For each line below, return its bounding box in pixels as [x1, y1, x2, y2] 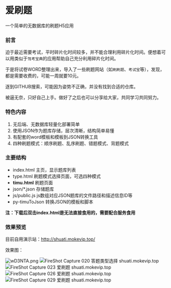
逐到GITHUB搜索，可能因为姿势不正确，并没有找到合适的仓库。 [5, 84, 138, 90]
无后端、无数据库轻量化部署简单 [12, 121, 80, 127]
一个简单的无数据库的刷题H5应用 [5, 22, 74, 29]
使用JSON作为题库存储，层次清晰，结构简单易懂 [12, 127, 115, 133]
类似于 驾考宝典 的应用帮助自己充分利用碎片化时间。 [14, 56, 119, 62]
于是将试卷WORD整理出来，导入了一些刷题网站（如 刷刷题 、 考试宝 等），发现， [5, 66, 164, 73]
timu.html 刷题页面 [12, 179, 53, 185]
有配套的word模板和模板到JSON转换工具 [12, 134, 98, 140]
